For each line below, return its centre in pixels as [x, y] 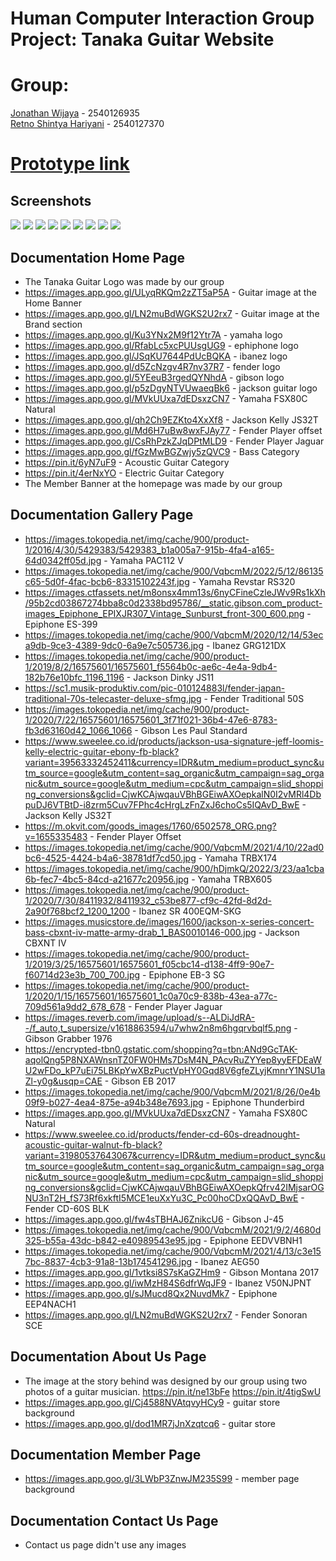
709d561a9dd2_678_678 [75, 1006]
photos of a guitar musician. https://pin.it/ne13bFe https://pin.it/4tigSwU [173, 1391]
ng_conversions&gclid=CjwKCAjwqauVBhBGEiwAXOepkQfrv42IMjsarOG [174, 1187]
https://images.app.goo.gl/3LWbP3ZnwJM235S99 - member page [162, 1479]
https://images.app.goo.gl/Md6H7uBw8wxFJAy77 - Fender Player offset [173, 430]
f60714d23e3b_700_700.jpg [82, 974]
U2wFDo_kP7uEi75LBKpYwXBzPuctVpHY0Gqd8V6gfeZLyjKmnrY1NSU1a [175, 1070]
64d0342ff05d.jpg [63, 560]
